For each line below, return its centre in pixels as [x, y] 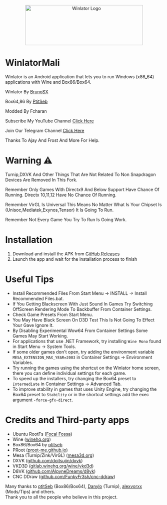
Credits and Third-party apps [67, 420]
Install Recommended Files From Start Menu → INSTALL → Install [79, 293]
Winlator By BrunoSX [27, 92]
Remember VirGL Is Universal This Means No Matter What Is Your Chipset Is [83, 204]
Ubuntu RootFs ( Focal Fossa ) [42, 434]
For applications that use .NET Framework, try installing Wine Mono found [87, 341]
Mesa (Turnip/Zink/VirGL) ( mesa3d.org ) [53, 455]
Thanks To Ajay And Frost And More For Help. [52, 140]
